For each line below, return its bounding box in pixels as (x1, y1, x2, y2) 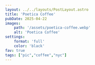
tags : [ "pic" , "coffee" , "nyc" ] (5, 52, 67, 58)
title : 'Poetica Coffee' (5, 12, 56, 17)
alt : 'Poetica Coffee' (14, 30, 60, 35)
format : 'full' (14, 39, 45, 44)
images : (5, 21, 21, 26)
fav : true (5, 48, 25, 53)
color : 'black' (14, 43, 45, 48)
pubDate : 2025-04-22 (5, 16, 47, 21)
